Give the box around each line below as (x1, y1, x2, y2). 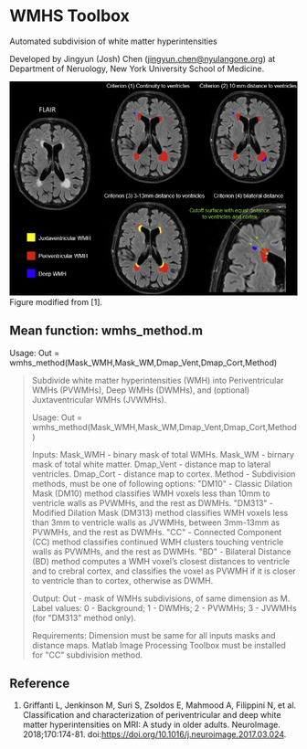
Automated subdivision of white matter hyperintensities (9, 36, 217, 47)
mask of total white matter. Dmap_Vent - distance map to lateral (31, 459, 271, 469)
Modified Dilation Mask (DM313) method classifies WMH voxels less (31, 507, 289, 518)
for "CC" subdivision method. (31, 649, 143, 660)
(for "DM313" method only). (31, 612, 137, 623)
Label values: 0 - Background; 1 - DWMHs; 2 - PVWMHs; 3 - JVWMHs (31, 602, 297, 613)
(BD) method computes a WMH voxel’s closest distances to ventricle (31, 555, 291, 566)
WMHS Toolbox (9, 5, 130, 26)
